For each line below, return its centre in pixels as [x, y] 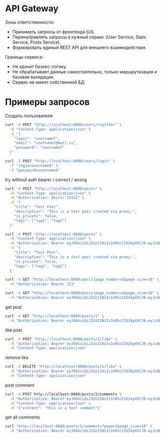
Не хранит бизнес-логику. [40, 66]
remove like [17, 358]
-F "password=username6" [35, 170]
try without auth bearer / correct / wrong [46, 180]
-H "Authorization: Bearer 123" [43, 284]
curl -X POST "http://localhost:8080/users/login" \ [60, 161]
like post [14, 330]
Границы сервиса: [24, 57]
